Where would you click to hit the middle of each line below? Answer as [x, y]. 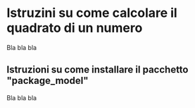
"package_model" [48, 81]
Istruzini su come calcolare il [92, 13]
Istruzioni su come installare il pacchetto [97, 70]
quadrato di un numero [75, 28]
